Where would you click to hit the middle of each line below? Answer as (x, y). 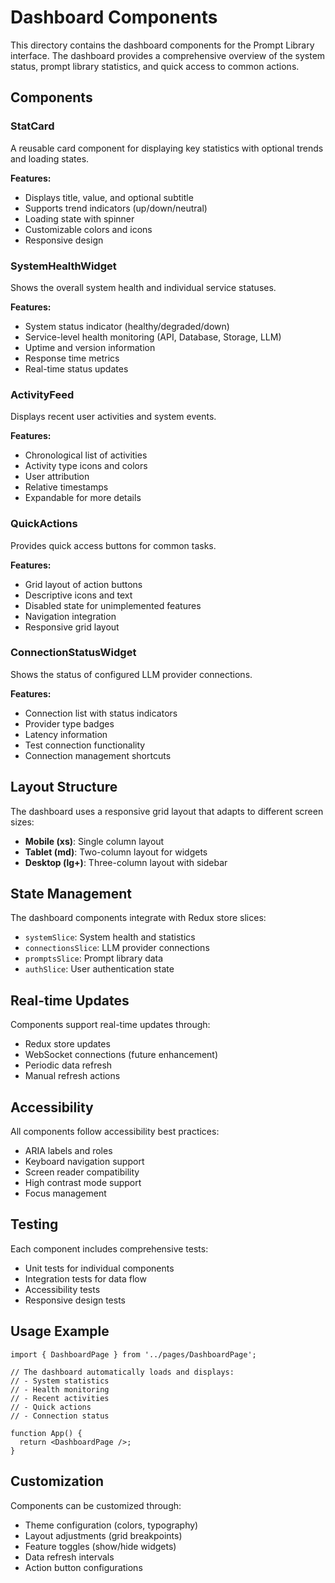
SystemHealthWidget (63, 266)
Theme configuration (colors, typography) (111, 1525)
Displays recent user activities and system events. (113, 417)
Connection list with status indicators (101, 713)
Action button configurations (83, 1567)
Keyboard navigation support (84, 1162)
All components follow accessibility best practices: (115, 1132)
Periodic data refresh (68, 1065)
